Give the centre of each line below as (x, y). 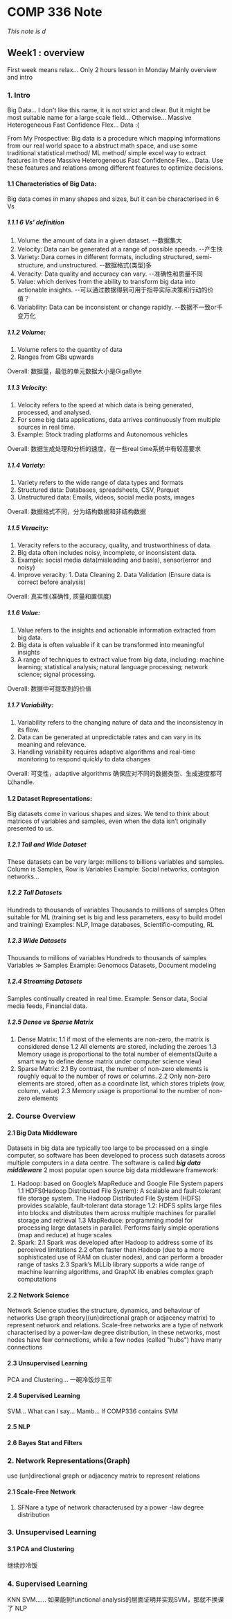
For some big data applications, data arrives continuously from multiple (119, 420)
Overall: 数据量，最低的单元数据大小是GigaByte (74, 371)
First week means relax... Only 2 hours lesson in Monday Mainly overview (112, 69)
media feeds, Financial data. (47, 1006)
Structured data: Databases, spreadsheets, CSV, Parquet (98, 490)
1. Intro (19, 95)
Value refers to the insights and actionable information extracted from (116, 630)
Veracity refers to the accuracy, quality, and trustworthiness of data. (115, 545)
